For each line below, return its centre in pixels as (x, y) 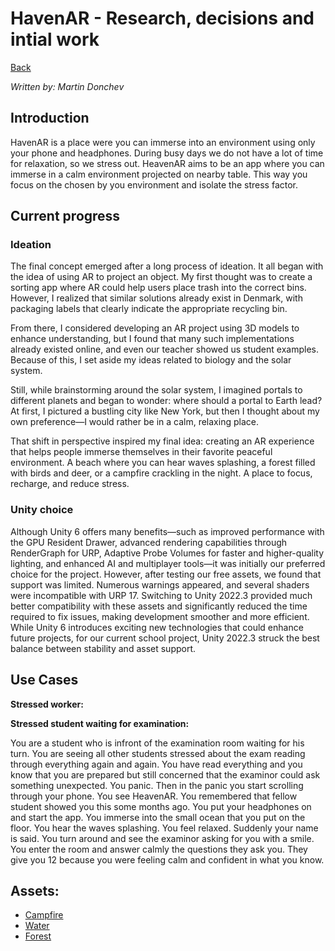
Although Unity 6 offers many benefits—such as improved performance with (167, 531)
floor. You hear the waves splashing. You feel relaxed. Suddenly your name (164, 828)
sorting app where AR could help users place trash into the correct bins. (158, 288)
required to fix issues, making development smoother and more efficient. (160, 616)
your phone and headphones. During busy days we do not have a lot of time (167, 153)
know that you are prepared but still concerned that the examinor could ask (165, 774)
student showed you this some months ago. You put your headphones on (161, 806)
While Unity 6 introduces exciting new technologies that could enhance (157, 627)
